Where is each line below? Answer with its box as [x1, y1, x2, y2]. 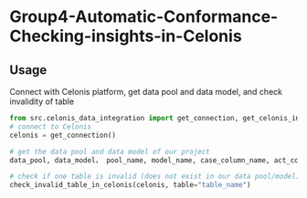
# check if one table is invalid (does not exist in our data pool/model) [9, 172, 301, 182]
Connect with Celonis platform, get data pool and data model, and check [9, 87, 283, 97]
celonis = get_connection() [9, 130, 117, 140]
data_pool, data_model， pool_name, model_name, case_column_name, [9, 155, 270, 165]
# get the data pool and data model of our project [9, 147, 210, 156]
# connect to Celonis [9, 121, 92, 131]
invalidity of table [9, 96, 75, 107]
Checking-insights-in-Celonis [9, 26, 242, 47]
